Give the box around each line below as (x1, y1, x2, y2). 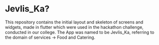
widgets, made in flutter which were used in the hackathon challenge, (5, 24, 144, 30)
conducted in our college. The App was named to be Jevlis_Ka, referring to (5, 29, 155, 35)
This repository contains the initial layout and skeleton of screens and (5, 19, 144, 25)
